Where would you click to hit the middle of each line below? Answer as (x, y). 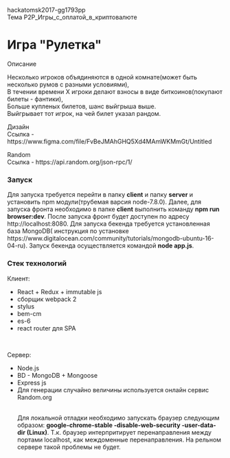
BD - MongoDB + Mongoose (57, 375)
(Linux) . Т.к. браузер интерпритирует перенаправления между (119, 432)
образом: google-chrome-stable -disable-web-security (99, 425)
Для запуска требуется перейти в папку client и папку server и (100, 195)
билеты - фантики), (35, 99)
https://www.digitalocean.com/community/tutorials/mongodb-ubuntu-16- (111, 239)
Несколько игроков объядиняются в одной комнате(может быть (102, 77)
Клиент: (19, 278)
